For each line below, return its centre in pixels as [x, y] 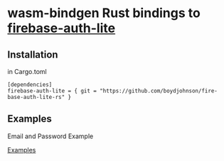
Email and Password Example [50, 136]
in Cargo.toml [27, 72]
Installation [33, 54]
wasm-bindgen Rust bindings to [104, 13]
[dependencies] [30, 85]
